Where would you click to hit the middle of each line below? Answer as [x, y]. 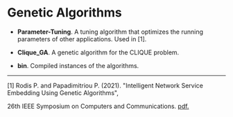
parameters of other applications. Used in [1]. [82, 39]
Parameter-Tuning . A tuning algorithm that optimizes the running [110, 32]
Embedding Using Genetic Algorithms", [63, 93]
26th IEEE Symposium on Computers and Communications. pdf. [98, 106]
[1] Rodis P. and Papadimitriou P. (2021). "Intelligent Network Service [105, 85]
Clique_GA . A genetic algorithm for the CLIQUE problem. [98, 52]
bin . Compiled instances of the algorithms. [78, 65]
